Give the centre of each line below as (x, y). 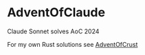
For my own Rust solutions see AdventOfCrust (72, 44)
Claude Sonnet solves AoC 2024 (53, 31)
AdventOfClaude (56, 13)
